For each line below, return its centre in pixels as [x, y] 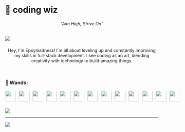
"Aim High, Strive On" [82, 23]
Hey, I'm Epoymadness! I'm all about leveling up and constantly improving [82, 50]
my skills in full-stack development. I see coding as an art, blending [82, 56]
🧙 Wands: [17, 83]
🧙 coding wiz [32, 10]
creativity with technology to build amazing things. [82, 61]
